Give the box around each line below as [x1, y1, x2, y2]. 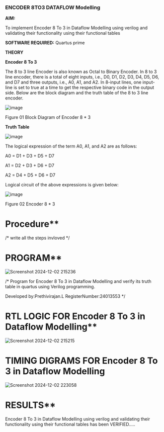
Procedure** [5, 218, 59, 230]
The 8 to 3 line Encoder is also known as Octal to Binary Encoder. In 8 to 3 [5, 69, 157, 75]
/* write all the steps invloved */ [5, 235, 70, 241]
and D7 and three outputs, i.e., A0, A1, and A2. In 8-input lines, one [5, 79, 142, 86]
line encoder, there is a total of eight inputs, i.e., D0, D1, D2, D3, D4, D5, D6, [5, 74, 160, 80]
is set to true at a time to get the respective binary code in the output [13, 85, 155, 90]
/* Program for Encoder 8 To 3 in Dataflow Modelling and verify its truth [5, 278, 152, 284]
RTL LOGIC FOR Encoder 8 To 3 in [5, 311, 146, 322]
